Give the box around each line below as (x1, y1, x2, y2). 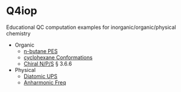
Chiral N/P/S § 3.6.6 (23, 60, 72, 67)
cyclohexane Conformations (23, 54, 93, 61)
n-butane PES (23, 47, 58, 54)
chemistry (6, 29, 31, 37)
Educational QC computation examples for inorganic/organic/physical (6, 24, 176, 31)
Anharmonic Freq (23, 78, 66, 86)
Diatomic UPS (23, 73, 58, 80)
